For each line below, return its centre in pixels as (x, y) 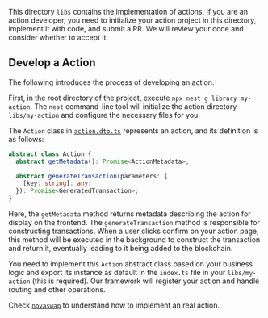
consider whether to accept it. (59, 37)
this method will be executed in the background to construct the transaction (134, 240)
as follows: (26, 139)
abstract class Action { (50, 154)
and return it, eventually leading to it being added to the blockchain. (121, 249)
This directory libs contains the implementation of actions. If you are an (128, 12)
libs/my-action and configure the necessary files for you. (104, 115)
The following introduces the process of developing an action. (111, 82)
